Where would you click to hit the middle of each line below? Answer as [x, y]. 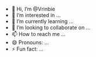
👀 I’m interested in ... [36, 15]
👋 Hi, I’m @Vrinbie [33, 9]
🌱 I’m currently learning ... [42, 21]
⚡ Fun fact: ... [27, 49]
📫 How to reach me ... [38, 34]
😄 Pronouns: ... [30, 42]
